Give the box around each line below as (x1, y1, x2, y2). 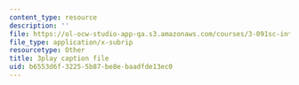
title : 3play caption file (9, 54, 109, 63)
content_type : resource (9, 12, 98, 22)
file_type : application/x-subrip (9, 37, 133, 47)
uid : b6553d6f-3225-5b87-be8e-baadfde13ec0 (9, 63, 174, 72)
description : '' (9, 21, 69, 30)
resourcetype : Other (9, 46, 86, 55)
